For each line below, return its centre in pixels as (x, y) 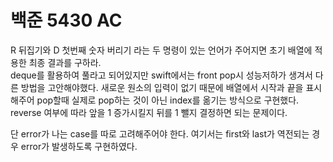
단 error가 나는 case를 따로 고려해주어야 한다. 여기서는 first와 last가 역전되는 (160, 133)
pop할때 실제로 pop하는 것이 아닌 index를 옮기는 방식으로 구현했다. (168, 100)
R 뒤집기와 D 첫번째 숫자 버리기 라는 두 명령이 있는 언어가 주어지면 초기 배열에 (161, 50)
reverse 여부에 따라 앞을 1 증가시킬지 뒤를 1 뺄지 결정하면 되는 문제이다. (149, 112)
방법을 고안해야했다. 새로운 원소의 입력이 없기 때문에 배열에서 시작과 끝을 (162, 87)
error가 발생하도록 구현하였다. (79, 146)
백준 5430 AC (66, 20)
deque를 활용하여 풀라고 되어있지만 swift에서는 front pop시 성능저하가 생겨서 (161, 75)
